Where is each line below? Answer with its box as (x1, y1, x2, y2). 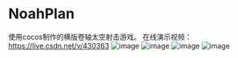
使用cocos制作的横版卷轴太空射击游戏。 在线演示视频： (8, 32, 192, 41)
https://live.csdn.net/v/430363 (8, 41, 110, 50)
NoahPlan (8, 5, 75, 23)
